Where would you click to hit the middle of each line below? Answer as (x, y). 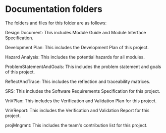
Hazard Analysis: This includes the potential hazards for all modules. (75, 57)
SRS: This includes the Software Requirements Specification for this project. (83, 91)
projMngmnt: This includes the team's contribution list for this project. (76, 125)
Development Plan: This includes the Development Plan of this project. (77, 47)
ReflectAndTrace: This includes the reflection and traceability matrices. (78, 81)
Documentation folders (54, 9)
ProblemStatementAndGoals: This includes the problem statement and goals (83, 66)
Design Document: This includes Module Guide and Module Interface (76, 32)
